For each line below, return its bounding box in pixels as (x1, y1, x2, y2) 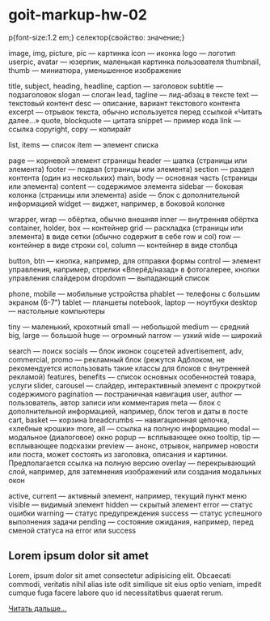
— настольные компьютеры (8, 306, 105, 315)
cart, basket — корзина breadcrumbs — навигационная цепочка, (8, 415, 230, 425)
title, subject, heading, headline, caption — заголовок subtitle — (8, 81, 224, 91)
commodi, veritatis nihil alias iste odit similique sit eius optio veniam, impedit (8, 579, 262, 589)
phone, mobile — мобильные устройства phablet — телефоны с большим (8, 289, 260, 298)
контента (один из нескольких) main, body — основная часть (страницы (8, 173, 258, 182)
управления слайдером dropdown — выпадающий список (8, 273, 210, 283)
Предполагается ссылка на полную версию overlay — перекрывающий (8, 458, 256, 468)
